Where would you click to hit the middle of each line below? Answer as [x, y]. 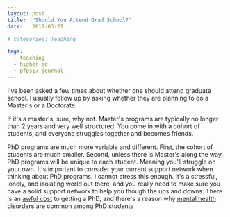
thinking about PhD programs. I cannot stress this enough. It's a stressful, [112, 176]
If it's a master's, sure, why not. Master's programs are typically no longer [113, 119]
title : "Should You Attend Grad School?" [69, 20]
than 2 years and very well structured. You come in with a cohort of [104, 126]
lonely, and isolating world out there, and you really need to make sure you [114, 184]
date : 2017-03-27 [35, 26]
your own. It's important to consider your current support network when [110, 169]
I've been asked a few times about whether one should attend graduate [109, 90]
